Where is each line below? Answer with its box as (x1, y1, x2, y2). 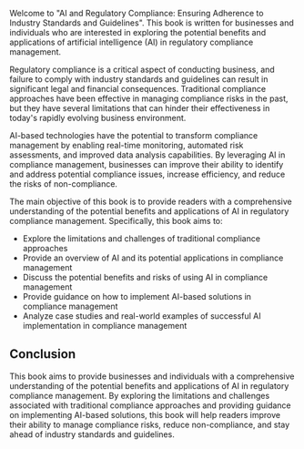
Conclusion (9, 346, 76, 362)
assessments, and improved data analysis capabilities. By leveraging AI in (9, 149, 286, 160)
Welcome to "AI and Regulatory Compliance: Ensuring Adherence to (9, 8, 264, 18)
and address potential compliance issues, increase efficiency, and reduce (9, 168, 286, 179)
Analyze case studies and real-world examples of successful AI (22, 311, 261, 321)
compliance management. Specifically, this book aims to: (9, 216, 223, 226)
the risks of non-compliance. (9, 179, 118, 189)
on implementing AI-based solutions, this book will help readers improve (9, 409, 280, 420)
